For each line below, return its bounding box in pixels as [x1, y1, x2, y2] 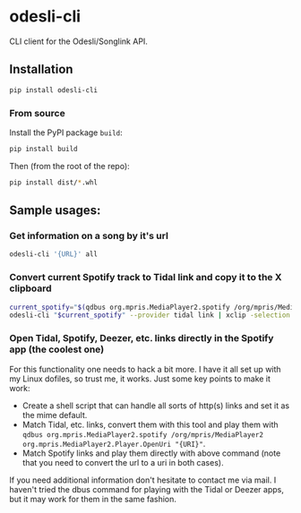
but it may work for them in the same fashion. [9, 493, 177, 504]
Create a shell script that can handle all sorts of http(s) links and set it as [21, 400, 289, 411]
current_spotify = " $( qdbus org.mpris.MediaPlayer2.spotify [9, 303, 230, 312]
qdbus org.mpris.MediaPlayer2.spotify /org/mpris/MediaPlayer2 [21, 430, 264, 440]
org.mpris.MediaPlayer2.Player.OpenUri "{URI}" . [21, 438, 206, 449]
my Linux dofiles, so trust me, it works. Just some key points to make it [9, 373, 271, 384]
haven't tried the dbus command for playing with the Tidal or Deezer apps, [9, 483, 284, 494]
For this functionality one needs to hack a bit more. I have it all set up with [9, 363, 281, 374]
